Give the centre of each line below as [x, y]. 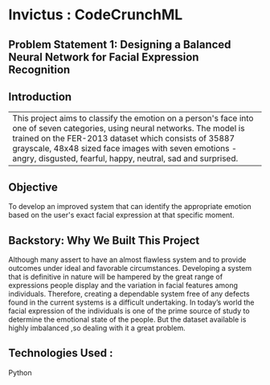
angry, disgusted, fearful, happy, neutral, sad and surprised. [125, 158]
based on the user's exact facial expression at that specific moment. [121, 215]
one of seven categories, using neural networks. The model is [129, 129]
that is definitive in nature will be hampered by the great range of [116, 277]
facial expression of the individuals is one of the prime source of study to [129, 311]
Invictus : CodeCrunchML [96, 15]
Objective [33, 187]
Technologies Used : [61, 353]
